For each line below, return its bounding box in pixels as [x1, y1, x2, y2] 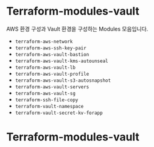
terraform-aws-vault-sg [15, 90, 76, 96]
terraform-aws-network [15, 38, 73, 45]
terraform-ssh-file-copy [15, 96, 79, 103]
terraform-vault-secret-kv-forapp [15, 110, 103, 116]
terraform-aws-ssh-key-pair [15, 45, 86, 51]
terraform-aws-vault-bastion [15, 51, 89, 57]
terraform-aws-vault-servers [15, 84, 89, 90]
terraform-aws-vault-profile [15, 71, 89, 77]
